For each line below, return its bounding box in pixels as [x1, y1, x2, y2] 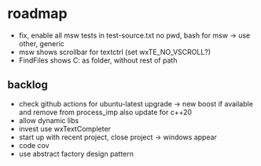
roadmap [7, 5, 68, 23]
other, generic [18, 38, 64, 48]
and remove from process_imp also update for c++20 [18, 107, 193, 117]
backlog [7, 78, 49, 92]
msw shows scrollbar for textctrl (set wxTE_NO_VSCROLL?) [18, 47, 211, 56]
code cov [18, 140, 50, 150]
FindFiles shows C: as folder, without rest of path [18, 56, 178, 65]
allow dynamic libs [18, 115, 79, 125]
